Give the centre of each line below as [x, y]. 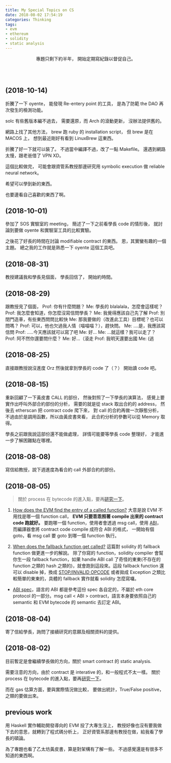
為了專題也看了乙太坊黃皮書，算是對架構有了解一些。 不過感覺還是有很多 [82, 749]
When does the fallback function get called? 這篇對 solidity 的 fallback [86, 547]
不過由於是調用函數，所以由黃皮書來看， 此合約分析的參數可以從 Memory [82, 416]
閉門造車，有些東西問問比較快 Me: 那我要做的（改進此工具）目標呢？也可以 [84, 319]
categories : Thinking [28, 19]
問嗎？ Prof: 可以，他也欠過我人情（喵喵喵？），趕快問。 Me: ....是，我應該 [83, 326]
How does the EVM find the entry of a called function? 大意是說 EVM [85, 510]
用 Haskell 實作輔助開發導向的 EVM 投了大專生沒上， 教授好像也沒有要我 [81, 725]
